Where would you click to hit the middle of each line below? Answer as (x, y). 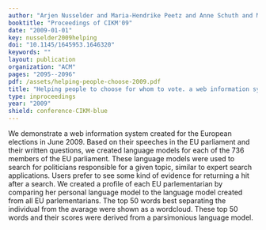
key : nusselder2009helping (53, 38)
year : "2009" (30, 104)
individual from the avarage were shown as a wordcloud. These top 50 (123, 209)
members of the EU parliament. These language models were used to (122, 158)
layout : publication (42, 60)
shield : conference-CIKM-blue (58, 111)
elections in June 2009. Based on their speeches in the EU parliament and (129, 142)
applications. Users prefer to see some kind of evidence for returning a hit (129, 175)
